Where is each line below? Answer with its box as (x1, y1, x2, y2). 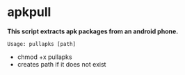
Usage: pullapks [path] (7, 40, 77, 47)
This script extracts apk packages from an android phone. (7, 27, 179, 35)
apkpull (7, 4, 51, 20)
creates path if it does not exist (17, 60, 106, 68)
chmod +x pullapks (17, 53, 72, 61)
